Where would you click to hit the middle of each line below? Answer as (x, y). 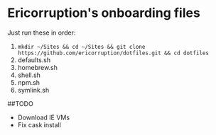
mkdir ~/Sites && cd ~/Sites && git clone (81, 47)
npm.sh (29, 82)
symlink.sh (33, 90)
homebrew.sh (38, 67)
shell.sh (29, 75)
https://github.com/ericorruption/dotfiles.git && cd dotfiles (113, 53)
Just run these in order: (42, 33)
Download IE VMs (43, 117)
